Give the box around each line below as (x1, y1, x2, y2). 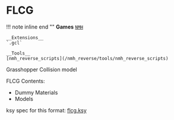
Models (14, 95, 34, 102)
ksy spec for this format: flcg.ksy (6, 106, 87, 113)
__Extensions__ (6, 34, 44, 40)
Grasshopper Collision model (6, 66, 77, 73)
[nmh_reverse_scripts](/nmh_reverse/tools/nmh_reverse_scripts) (6, 55, 169, 61)
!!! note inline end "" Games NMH (6, 23, 83, 30)
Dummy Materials (14, 89, 58, 96)
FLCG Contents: (6, 77, 46, 84)
